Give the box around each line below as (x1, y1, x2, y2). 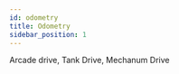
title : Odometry (9, 22, 71, 31)
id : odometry (9, 13, 59, 23)
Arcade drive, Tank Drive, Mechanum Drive (9, 55, 170, 66)
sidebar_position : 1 (9, 30, 88, 39)
